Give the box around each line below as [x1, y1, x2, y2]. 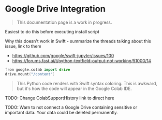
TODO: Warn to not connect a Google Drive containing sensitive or [5, 104, 137, 110]
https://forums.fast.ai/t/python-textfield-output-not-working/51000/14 [12, 58, 151, 63]
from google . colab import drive [5, 67, 70, 72]
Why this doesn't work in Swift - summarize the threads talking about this [5, 38, 151, 44]
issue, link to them [5, 43, 42, 49]
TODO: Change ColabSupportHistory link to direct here [5, 95, 115, 101]
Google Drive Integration [5, 3, 106, 15]
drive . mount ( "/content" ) [5, 72, 55, 76]
